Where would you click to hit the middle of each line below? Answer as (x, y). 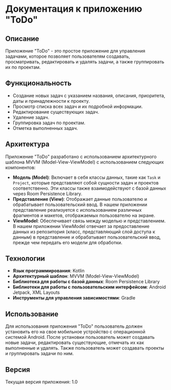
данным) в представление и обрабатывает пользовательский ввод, (87, 237)
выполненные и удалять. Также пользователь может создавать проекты (85, 348)
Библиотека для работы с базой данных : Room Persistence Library (86, 282)
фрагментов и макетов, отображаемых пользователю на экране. (84, 215)
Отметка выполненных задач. (45, 128)
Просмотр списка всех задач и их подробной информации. (78, 106)
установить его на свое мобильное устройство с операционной (75, 332)
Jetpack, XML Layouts (36, 292)
